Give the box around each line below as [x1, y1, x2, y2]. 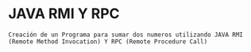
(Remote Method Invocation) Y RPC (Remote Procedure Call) [8, 37, 208, 46]
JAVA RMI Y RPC [8, 5, 121, 23]
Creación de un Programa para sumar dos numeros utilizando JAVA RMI [8, 31, 244, 39]
